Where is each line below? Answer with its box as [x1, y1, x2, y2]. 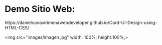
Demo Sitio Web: [4, 3, 75, 15]
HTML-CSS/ [4, 24, 29, 30]
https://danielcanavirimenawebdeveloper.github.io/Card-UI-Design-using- [4, 20, 158, 25]
